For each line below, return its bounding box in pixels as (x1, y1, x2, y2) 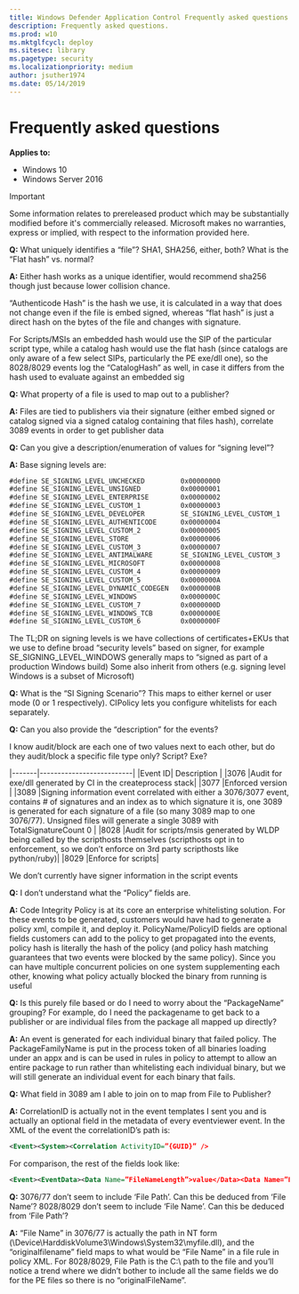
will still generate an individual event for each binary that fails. (9, 1072, 236, 1082)
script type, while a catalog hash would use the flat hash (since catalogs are (9, 343, 288, 354)
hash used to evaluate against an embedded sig (9, 371, 185, 382)
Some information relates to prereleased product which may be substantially (9, 208, 289, 219)
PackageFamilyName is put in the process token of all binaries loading (9, 1043, 267, 1054)
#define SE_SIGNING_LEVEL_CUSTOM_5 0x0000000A (9, 575, 221, 585)
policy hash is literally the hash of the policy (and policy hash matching (9, 943, 269, 953)
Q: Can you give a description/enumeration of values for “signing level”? (9, 442, 274, 453)
